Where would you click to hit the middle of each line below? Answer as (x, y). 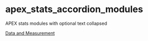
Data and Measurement (30, 33)
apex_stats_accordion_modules (74, 9)
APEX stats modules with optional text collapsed (56, 23)
